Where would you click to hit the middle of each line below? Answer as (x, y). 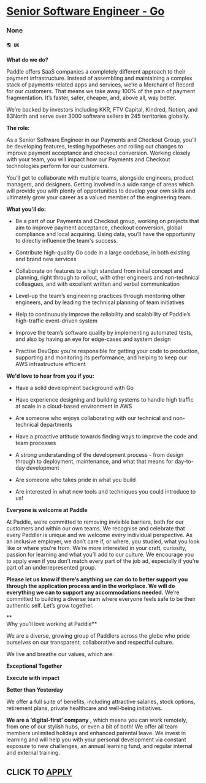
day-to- (184, 462)
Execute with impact (33, 678)
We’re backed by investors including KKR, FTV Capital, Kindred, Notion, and (102, 110)
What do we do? (28, 60)
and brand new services (46, 259)
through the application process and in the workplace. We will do (91, 586)
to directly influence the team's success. (67, 241)
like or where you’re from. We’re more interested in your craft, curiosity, (97, 548)
